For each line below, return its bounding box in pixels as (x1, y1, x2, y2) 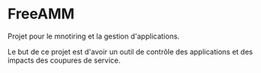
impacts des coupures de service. (7, 55, 121, 65)
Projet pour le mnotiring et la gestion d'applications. (7, 31, 180, 41)
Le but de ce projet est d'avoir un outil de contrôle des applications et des (7, 47, 254, 56)
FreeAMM (7, 5, 75, 23)
